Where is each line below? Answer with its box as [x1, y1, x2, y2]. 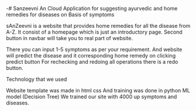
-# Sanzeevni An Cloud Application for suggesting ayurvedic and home [6, 5, 178, 12]
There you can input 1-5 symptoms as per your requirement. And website [6, 46, 183, 53]
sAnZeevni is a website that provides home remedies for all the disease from [6, 23, 191, 29]
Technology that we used [6, 76, 67, 83]
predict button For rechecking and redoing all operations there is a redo [6, 58, 178, 65]
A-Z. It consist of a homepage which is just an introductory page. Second [6, 28, 183, 35]
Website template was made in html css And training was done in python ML [6, 87, 190, 94]
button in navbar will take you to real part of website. [6, 35, 133, 41]
